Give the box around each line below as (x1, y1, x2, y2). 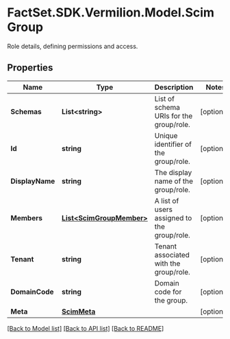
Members (10, 213, 43, 222)
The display (154, 167, 192, 177)
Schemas (10, 106, 42, 116)
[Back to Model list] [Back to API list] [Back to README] (7, 324, 164, 332)
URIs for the (154, 111, 193, 121)
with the (154, 259, 181, 268)
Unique (154, 130, 178, 140)
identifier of (154, 139, 192, 149)
